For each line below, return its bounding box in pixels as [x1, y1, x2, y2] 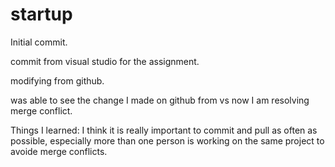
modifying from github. [10, 74, 105, 87]
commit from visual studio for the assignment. [10, 55, 200, 67]
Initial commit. [10, 36, 68, 48]
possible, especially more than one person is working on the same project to [10, 134, 325, 147]
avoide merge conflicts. [10, 145, 108, 157]
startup [10, 3, 73, 26]
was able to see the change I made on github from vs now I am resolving [10, 94, 310, 106]
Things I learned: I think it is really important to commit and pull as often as [10, 124, 318, 136]
